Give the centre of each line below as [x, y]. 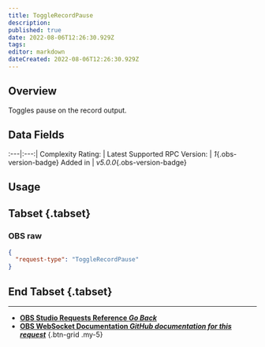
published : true [35, 30]
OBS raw [25, 236]
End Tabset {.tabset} [60, 292]
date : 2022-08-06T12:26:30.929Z [61, 37]
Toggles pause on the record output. [68, 110]
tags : [17, 45]
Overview [33, 91]
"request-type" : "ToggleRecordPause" [77, 260]
